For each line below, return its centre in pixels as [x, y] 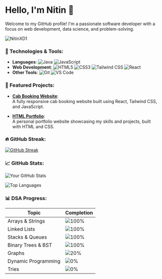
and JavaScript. [28, 106]
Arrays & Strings [26, 221]
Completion [79, 213]
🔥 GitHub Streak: [26, 139]
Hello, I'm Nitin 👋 [40, 10]
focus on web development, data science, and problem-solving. [70, 29]
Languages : [25, 62]
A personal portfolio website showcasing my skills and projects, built [81, 121]
